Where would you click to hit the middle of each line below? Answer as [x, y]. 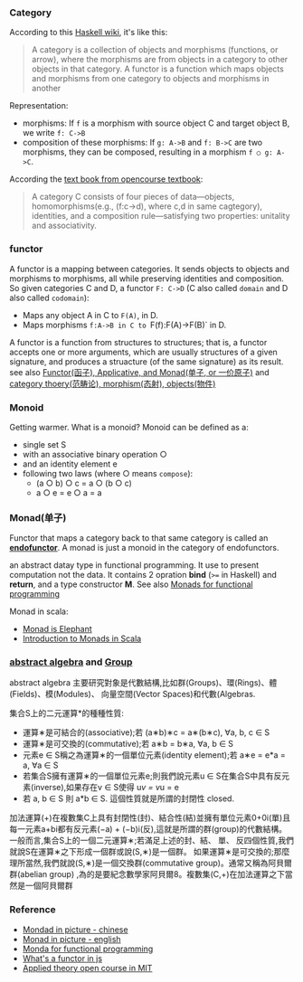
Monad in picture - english [71, 939]
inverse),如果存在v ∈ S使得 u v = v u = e [106, 788]
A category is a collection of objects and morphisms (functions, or [155, 50]
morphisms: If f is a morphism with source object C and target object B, [156, 123]
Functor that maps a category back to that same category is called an [139, 538]
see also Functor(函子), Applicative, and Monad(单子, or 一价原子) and [139, 372]
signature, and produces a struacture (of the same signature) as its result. [147, 361]
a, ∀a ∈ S [40, 765]
